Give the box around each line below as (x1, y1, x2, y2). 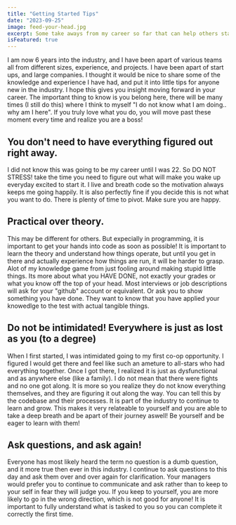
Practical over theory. (7, 216, 104, 228)
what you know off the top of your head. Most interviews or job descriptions (7, 279, 228, 287)
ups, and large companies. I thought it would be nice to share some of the (7, 71, 221, 79)
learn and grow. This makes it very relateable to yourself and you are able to (7, 403, 228, 412)
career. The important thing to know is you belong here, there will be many (7, 93, 223, 102)
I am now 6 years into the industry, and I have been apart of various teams (7, 56, 223, 64)
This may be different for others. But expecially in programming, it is (7, 234, 204, 242)
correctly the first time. (7, 510, 74, 519)
